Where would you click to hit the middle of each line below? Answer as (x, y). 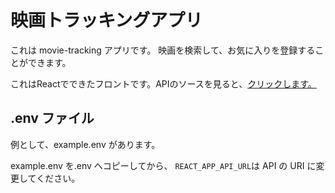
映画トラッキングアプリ (106, 20)
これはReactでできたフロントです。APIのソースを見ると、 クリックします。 (163, 83)
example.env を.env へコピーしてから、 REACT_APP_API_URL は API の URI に (163, 165)
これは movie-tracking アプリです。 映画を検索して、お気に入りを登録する (163, 50)
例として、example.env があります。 (85, 144)
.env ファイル (52, 118)
